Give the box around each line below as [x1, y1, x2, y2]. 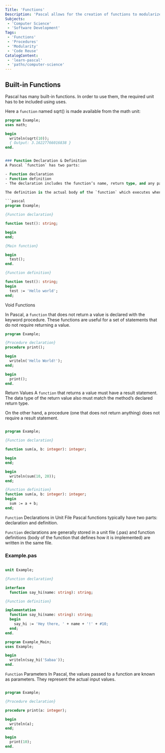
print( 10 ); [9, 740, 32, 745]
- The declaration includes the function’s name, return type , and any [5, 181, 155, 186]
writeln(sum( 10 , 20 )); [9, 474, 56, 479]
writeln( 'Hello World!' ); [9, 358, 63, 364]
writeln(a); [9, 721, 34, 726]
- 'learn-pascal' [7, 58, 43, 63]
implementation [5, 608, 36, 613]
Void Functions [5, 302, 35, 308]
